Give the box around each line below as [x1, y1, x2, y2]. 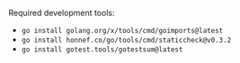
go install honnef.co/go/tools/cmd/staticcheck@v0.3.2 [21, 35, 232, 44]
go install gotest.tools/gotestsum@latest [21, 45, 183, 54]
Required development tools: [8, 8, 115, 18]
